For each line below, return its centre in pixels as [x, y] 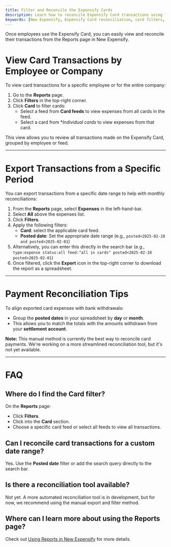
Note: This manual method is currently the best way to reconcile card [78, 339]
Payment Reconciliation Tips [67, 294]
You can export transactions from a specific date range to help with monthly [85, 193]
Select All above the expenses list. [49, 214]
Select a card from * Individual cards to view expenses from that [87, 122]
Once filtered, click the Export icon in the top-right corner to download [87, 263]
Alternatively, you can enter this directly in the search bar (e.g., [79, 247]
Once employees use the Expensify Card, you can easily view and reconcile [85, 34]
